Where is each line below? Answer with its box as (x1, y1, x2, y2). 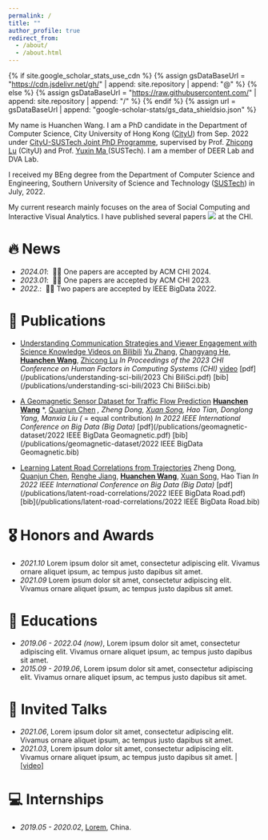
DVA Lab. (8, 154, 39, 164)
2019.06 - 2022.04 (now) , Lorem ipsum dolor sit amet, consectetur (19, 638, 241, 648)
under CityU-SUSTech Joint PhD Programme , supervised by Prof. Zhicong (8, 138, 254, 146)
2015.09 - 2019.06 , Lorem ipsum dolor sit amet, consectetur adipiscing (19, 663, 254, 673)
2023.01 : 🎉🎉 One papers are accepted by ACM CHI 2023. (19, 275, 211, 285)
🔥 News (8, 240, 62, 258)
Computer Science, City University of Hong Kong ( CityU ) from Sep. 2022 (8, 129, 250, 138)
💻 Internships (8, 790, 104, 808)
